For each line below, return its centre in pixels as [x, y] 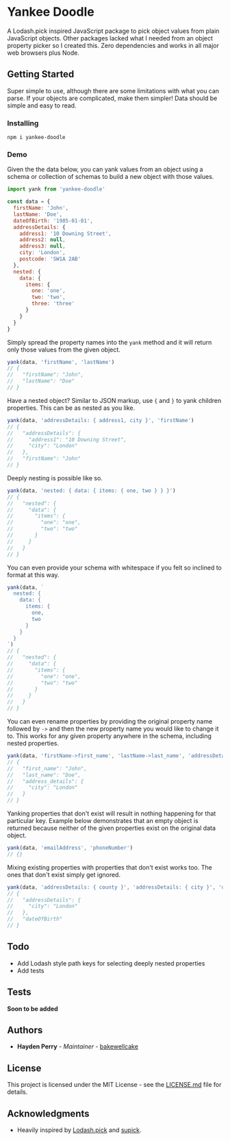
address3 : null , [43, 246]
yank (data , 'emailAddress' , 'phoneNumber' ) [70, 848]
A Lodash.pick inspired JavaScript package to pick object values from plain [113, 31]
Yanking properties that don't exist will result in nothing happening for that [112, 813]
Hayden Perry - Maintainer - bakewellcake [78, 1046]
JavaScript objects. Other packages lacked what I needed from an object [110, 38]
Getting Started [41, 74]
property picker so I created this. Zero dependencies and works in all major [113, 45]
